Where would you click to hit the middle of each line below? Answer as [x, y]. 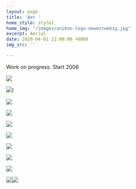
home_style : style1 [30, 23]
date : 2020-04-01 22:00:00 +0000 [47, 39]
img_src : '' [21, 45]
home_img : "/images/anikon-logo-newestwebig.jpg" [69, 28]
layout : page [22, 12]
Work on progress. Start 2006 [43, 67]
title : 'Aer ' [24, 17]
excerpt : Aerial [26, 34]
